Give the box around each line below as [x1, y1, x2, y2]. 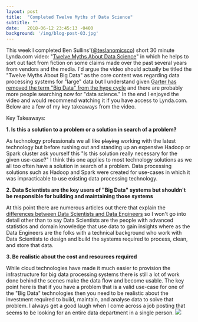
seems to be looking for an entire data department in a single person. [6, 309, 174, 316]
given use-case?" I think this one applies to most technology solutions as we [6, 156, 192, 163]
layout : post [6, 8, 38, 15]
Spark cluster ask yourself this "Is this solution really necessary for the [6, 150, 178, 157]
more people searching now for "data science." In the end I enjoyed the [6, 91, 179, 98]
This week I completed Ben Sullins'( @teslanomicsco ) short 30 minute [6, 47, 175, 54]
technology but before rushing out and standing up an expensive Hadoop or [6, 144, 190, 151]
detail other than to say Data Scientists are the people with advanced [6, 216, 174, 224]
